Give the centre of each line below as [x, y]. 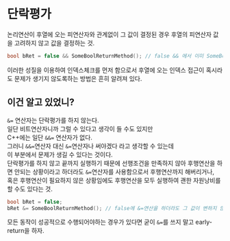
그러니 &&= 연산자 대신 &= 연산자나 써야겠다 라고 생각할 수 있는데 [91, 146]
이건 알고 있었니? [41, 103]
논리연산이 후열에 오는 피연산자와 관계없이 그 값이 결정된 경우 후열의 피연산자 [110, 34]
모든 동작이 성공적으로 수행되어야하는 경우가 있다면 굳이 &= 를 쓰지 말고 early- [110, 222]
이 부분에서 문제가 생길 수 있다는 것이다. [60, 154]
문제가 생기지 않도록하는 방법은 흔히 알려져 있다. [78, 78]
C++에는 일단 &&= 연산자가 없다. [50, 137]
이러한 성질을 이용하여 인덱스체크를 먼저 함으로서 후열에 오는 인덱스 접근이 [106, 70]
